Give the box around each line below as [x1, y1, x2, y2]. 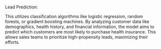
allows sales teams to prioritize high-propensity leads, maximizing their [5, 34, 148, 40]
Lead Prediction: [5, 4, 38, 10]
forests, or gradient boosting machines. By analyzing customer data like [5, 19, 150, 24]
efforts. [5, 39, 20, 45]
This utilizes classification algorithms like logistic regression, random [5, 14, 143, 19]
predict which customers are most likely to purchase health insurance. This [5, 29, 156, 34]
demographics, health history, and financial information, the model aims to [5, 24, 155, 30]
